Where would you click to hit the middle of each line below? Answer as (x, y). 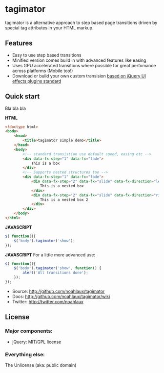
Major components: (29, 331)
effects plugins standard (37, 81)
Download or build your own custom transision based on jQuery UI (79, 76)
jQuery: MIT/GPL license (37, 342)
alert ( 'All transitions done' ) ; (56, 273)
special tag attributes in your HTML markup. (49, 27)
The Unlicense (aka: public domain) (41, 365)
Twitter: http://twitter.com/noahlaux (48, 301)
